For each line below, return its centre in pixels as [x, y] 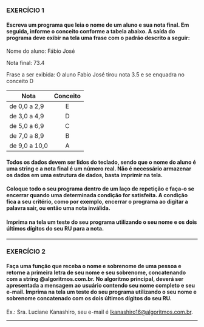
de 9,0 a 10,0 [29, 146]
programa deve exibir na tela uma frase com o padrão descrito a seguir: [98, 38]
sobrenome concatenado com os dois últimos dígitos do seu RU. [89, 298]
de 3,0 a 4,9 [27, 116]
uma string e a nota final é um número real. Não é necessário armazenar [99, 168]
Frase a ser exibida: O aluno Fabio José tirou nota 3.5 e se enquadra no [96, 75]
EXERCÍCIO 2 [26, 252]
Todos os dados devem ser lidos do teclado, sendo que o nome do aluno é [101, 162]
